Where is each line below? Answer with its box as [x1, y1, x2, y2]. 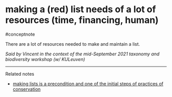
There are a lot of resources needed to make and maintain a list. [5, 41, 140, 47]
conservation [12, 86, 41, 92]
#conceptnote [5, 31, 35, 37]
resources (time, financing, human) [5, 14, 159, 26]
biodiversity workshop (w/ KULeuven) [5, 56, 85, 62]
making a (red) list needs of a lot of [5, 4, 156, 15]
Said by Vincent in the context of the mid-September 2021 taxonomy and [5, 51, 160, 57]
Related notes [5, 71, 34, 77]
